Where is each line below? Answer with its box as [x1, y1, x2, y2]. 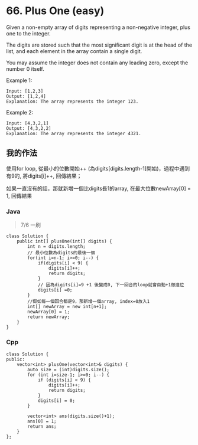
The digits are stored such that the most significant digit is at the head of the [6, 41, 193, 48]
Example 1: [6, 77, 33, 84]
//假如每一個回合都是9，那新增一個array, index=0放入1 [27, 299, 150, 305]
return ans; [27, 424, 57, 430]
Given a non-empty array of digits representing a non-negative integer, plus [6, 24, 191, 31]
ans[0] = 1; [27, 418, 57, 424]
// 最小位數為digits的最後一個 [27, 250, 96, 256]
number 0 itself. [6, 65, 44, 72]
